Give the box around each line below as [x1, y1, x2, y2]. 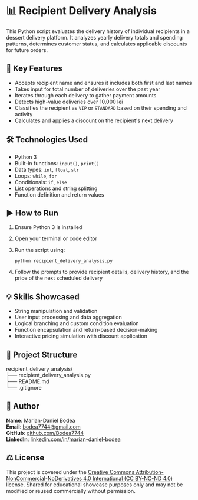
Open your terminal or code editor [14, 235, 98, 242]
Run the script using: [14, 247, 65, 254]
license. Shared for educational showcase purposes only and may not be [6, 481, 183, 488]
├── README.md [6, 378, 49, 385]
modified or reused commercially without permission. [6, 487, 136, 494]
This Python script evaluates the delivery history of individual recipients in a [6, 27, 190, 35]
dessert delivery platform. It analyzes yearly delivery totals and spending [6, 34, 183, 41]
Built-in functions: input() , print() [14, 159, 100, 166]
